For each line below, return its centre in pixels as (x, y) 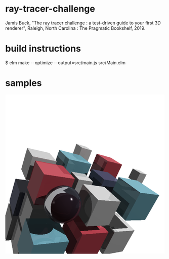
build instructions (43, 49)
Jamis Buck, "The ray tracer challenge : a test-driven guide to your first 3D (83, 23)
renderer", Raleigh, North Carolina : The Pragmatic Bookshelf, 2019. (75, 28)
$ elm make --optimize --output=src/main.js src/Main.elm (65, 62)
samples (24, 83)
